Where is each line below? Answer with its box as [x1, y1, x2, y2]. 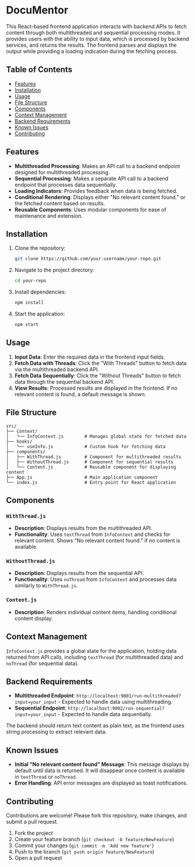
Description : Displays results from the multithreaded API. [14, 525, 153, 532]
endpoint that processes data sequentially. [14, 181, 117, 188]
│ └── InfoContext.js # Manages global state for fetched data [6, 433, 187, 439]
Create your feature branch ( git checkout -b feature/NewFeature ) [14, 836, 174, 843]
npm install [14, 300, 44, 306]
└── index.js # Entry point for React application [6, 479, 176, 486]
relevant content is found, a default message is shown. [14, 390, 147, 398]
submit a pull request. [6, 818, 58, 825]
